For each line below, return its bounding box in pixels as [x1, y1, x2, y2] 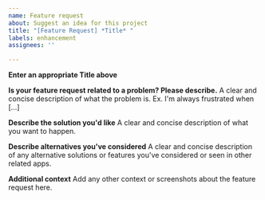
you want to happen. [8, 127, 76, 136]
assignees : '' [8, 41, 56, 49]
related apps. [8, 159, 52, 168]
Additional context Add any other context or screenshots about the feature [8, 175, 256, 184]
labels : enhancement [8, 33, 77, 42]
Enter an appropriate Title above [8, 70, 118, 80]
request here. [8, 182, 53, 192]
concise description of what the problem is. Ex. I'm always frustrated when [8, 94, 255, 104]
